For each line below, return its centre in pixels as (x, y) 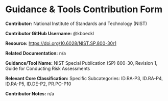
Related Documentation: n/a (36, 53)
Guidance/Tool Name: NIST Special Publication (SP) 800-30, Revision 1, (81, 63)
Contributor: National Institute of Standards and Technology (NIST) (76, 23)
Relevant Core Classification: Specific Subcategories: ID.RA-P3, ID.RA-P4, (84, 78)
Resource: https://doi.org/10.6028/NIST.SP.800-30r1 (61, 43)
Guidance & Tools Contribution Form (84, 9)
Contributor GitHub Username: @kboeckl (50, 33)
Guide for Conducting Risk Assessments (48, 68)
